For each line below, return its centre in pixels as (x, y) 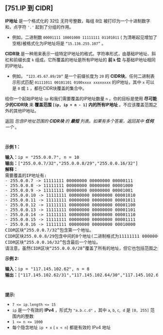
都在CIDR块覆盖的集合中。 (60, 88)
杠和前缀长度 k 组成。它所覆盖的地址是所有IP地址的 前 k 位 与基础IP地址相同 (81, 60)
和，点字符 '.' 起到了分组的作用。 (39, 27)
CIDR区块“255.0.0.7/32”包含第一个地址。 (49, 230)
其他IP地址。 (26, 111)
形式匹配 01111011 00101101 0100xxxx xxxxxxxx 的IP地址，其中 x (81, 82)
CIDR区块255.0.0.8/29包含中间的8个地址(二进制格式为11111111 (72, 236)
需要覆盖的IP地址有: (26, 175)
